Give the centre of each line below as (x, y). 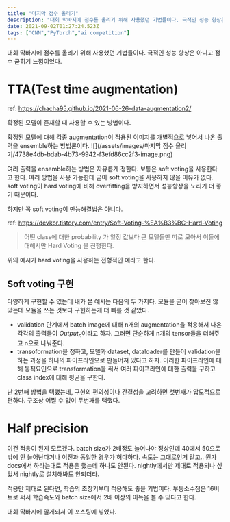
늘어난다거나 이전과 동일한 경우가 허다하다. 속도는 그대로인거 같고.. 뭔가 (122, 457)
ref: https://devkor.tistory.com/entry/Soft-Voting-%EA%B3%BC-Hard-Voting (115, 223)
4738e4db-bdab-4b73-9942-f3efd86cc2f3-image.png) (94, 154)
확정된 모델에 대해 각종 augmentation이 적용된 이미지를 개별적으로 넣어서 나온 (111, 137)
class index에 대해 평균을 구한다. (61, 377)
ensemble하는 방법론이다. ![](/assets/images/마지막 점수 (97, 146)
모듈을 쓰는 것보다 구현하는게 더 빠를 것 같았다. (87, 310)
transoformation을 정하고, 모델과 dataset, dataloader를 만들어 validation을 (119, 351)
